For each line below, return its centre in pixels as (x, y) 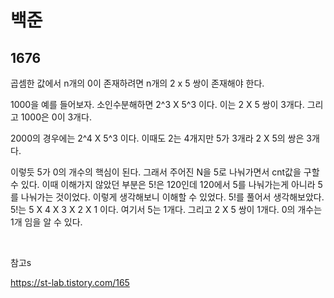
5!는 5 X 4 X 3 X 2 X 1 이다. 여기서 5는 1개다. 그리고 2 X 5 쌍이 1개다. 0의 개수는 (166, 209)
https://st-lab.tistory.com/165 (70, 282)
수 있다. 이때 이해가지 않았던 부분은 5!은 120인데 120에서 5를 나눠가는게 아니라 (163, 184)
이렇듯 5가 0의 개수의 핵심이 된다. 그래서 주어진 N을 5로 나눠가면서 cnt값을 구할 (165, 172)
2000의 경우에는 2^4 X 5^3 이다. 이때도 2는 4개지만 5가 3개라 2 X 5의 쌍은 (157, 138)
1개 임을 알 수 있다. (46, 222)
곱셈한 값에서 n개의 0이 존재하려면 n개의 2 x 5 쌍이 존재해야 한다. (137, 83)
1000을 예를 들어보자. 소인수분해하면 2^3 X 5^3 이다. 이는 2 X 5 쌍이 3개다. (157, 104)
